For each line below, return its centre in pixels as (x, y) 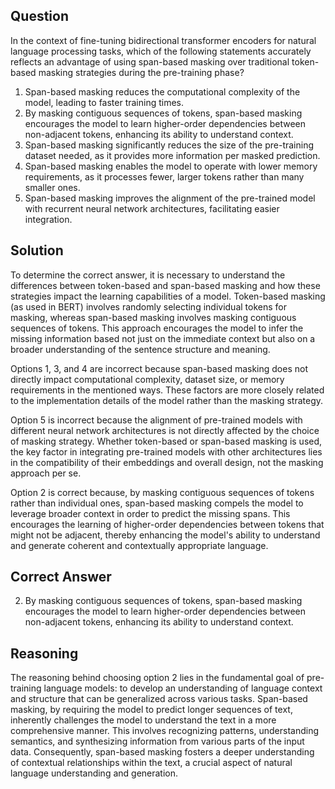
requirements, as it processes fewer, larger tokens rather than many (164, 176)
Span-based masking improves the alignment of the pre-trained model (170, 198)
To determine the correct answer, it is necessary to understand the (148, 275)
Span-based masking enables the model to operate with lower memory (171, 166)
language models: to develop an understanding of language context (183, 688)
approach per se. (46, 473)
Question (39, 16)
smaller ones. (52, 187)
